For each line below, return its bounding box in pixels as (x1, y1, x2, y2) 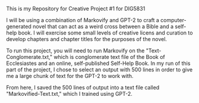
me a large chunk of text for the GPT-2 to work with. (6, 73, 134, 79)
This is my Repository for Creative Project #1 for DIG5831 (6, 5, 146, 12)
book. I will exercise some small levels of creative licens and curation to (18, 29, 193, 36)
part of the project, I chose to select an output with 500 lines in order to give (6, 66, 193, 73)
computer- (160, 17, 187, 23)
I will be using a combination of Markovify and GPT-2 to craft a (6, 17, 159, 23)
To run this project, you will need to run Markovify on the (6, 47, 145, 54)
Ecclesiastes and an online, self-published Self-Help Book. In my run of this (6, 60, 191, 67)
